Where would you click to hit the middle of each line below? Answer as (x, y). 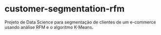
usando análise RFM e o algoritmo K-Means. (49, 27)
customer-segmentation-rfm (65, 9)
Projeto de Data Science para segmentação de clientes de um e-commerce (80, 22)
